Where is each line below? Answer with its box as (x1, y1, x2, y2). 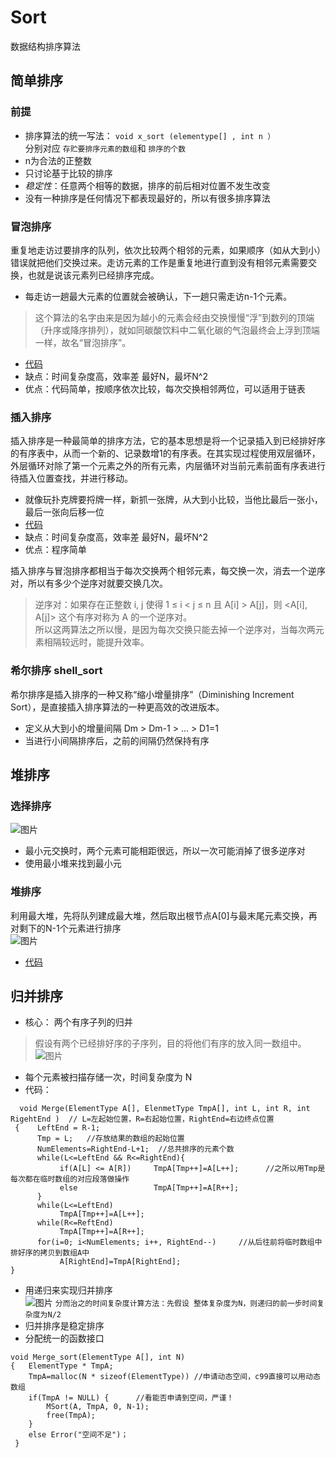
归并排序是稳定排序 (24, 1320, 105, 1332)
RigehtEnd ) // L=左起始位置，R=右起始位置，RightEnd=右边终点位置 (10, 1114, 275, 1125)
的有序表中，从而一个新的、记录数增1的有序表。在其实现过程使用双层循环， (10, 447, 321, 460)
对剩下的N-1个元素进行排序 (10, 922, 122, 934)
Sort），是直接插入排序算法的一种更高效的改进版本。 (10, 701, 225, 713)
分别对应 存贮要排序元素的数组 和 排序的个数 (24, 142, 187, 154)
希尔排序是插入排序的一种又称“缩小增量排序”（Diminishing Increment (10, 688, 295, 700)
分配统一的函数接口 (24, 1332, 105, 1345)
